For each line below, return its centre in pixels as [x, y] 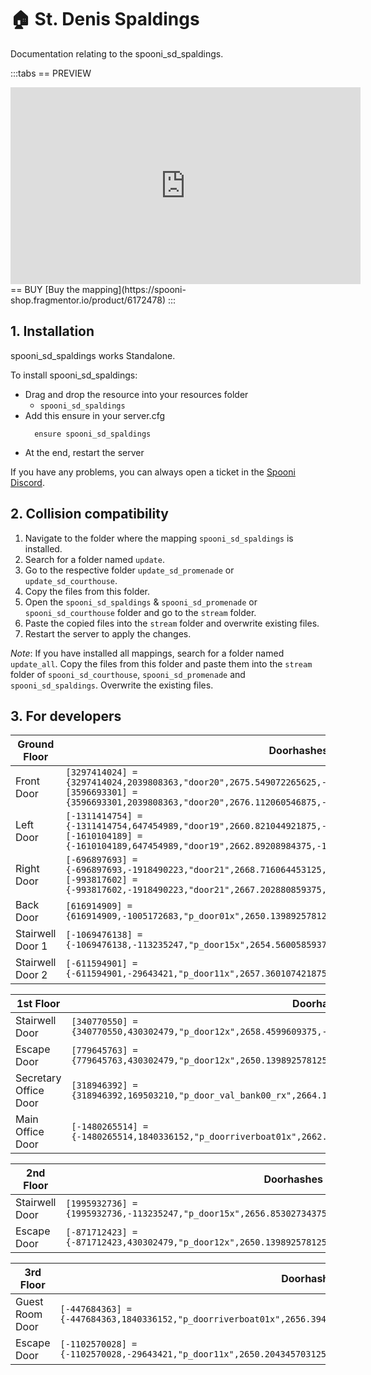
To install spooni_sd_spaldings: [74, 375]
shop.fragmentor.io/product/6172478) [88, 300]
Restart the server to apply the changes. [108, 633]
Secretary [38, 1078]
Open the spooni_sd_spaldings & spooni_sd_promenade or [141, 602]
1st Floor [38, 1004]
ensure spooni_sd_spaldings [93, 434]
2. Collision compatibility [89, 514]
